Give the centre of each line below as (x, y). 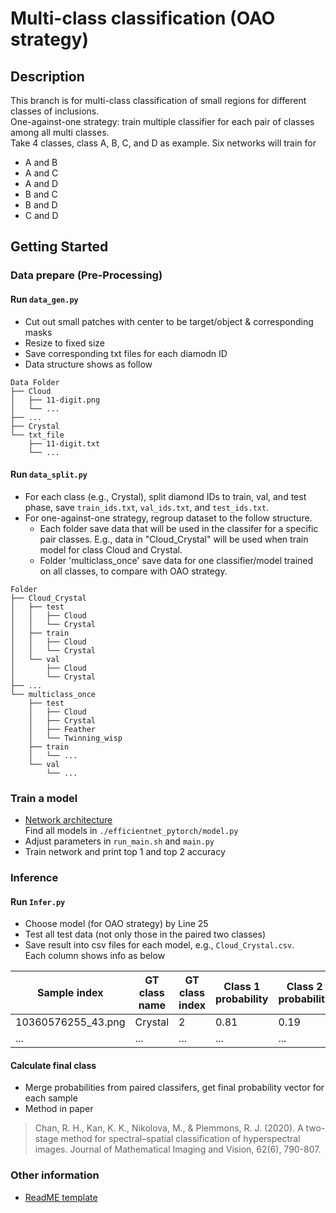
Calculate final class (53, 1065)
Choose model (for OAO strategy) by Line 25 (116, 924)
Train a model (44, 798)
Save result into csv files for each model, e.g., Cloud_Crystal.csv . (159, 945)
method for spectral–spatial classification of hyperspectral (180, 1139)
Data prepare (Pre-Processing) (86, 275)
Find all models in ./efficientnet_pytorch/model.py (131, 831)
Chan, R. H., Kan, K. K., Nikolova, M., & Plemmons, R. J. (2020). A (169, 1128)
